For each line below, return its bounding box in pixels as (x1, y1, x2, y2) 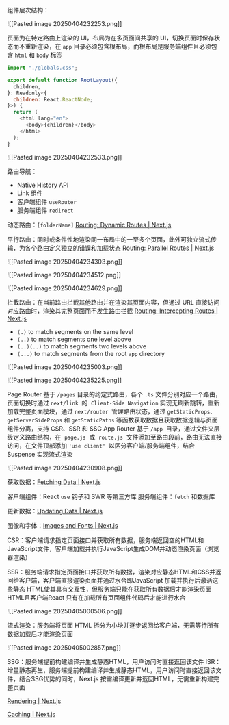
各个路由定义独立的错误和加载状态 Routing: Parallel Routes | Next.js (25, 244, 215, 252)
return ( (13, 109, 38, 116)
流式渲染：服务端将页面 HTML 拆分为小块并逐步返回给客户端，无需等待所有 (7, 621, 219, 629)
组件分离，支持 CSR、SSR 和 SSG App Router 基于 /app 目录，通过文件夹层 (7, 424, 220, 433)
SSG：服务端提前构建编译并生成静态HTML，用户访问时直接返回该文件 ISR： (7, 657, 221, 665)
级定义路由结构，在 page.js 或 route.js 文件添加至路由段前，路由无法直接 (7, 433, 222, 441)
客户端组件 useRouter (16, 197, 77, 205)
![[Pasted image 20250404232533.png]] (7, 153, 122, 161)
